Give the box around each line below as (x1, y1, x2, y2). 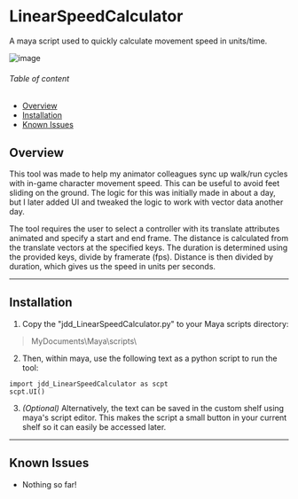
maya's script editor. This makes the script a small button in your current (21, 412, 287, 423)
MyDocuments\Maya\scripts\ (30, 335, 137, 347)
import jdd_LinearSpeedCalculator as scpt (9, 379, 169, 388)
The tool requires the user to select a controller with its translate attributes (9, 223, 280, 234)
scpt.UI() (9, 387, 46, 396)
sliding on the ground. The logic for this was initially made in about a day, (9, 187, 277, 198)
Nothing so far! (21, 479, 77, 489)
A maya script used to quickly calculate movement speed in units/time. (9, 35, 268, 46)
